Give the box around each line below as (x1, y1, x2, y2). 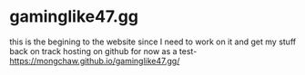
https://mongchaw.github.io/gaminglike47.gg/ (9, 55, 180, 66)
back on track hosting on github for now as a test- (9, 45, 198, 56)
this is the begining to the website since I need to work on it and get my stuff (9, 36, 297, 47)
